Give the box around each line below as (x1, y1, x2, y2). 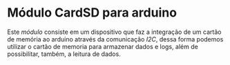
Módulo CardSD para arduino (7, 5, 178, 21)
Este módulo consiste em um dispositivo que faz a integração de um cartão (7, 28, 222, 36)
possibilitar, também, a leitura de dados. (7, 50, 121, 58)
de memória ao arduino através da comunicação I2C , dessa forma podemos (7, 35, 224, 43)
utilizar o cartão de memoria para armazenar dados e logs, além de (7, 42, 198, 50)
